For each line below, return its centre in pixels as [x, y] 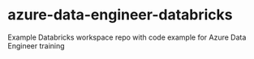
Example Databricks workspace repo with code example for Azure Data [127, 37]
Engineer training [37, 45]
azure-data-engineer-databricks [120, 15]
